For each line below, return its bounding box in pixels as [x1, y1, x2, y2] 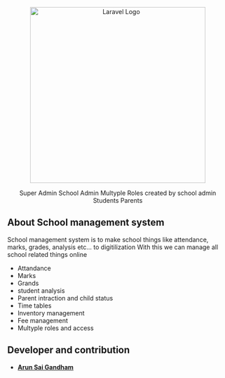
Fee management [17, 316, 69, 325]
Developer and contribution [7, 344, 130, 356]
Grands [17, 279, 39, 287]
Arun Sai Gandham [17, 363, 74, 371]
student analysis [17, 286, 65, 295]
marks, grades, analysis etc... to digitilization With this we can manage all [7, 243, 219, 251]
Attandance [17, 264, 51, 272]
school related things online [7, 250, 88, 258]
